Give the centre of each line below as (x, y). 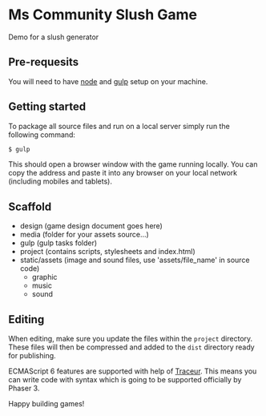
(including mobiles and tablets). (60, 181)
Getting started (47, 107)
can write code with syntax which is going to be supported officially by (125, 380)
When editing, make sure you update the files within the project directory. (131, 339)
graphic (44, 277)
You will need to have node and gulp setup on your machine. (108, 81)
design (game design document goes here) (91, 226)
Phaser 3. (24, 388)
